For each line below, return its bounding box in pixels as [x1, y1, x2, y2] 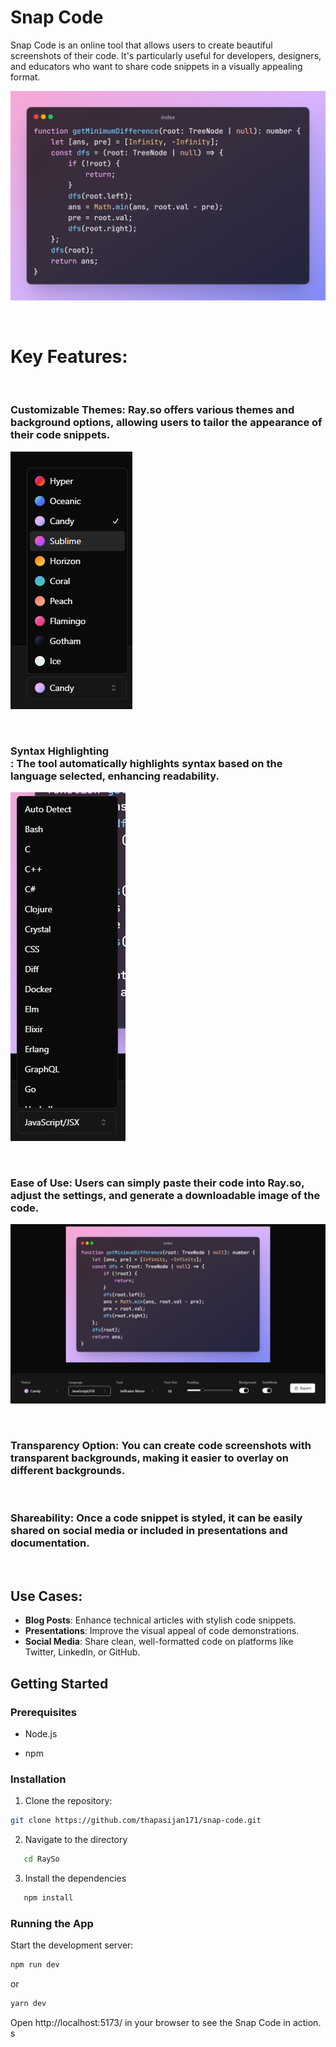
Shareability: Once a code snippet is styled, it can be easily [10, 1511, 303, 1525]
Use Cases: [10, 1587, 83, 1605]
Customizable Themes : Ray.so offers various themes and [10, 403, 295, 417]
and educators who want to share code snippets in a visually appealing [10, 60, 303, 72]
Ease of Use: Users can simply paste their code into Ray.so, [10, 1176, 305, 1190]
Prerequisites [10, 1705, 77, 1719]
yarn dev [10, 1999, 47, 2009]
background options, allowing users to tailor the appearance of [10, 416, 323, 430]
